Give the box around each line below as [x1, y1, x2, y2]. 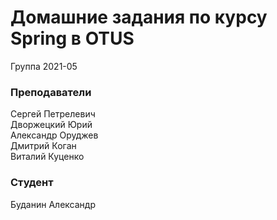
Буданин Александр [10, 198, 96, 210]
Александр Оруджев [10, 129, 99, 141]
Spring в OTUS [10, 27, 135, 50]
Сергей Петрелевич [10, 108, 96, 120]
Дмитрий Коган [10, 140, 77, 152]
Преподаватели [10, 85, 92, 99]
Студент [10, 176, 54, 190]
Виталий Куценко [10, 151, 85, 163]
